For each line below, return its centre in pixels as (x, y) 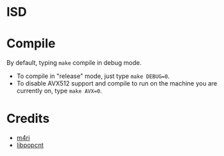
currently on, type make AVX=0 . (59, 91)
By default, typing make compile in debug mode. (74, 63)
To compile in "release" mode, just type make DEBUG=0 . (93, 76)
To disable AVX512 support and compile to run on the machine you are (117, 84)
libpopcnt (30, 145)
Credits (28, 119)
